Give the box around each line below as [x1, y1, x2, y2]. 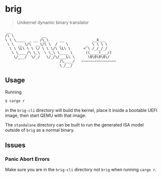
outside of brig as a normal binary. [5, 127, 75, 133]
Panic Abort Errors [5, 156, 50, 162]
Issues [5, 141, 26, 149]
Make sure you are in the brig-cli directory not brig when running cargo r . [5, 167, 157, 173]
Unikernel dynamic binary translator [17, 19, 89, 25]
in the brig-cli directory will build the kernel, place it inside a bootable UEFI [5, 107, 158, 113]
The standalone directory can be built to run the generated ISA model [5, 122, 144, 127]
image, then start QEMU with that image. [5, 112, 87, 118]
